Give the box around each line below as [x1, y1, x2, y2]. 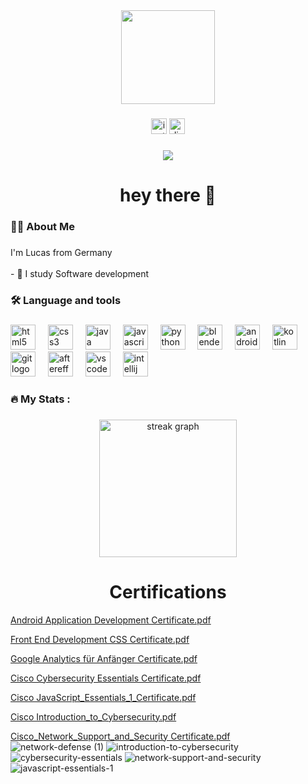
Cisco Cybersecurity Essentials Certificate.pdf [10, 672, 202, 684]
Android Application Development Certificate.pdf [10, 614, 212, 626]
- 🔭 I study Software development [10, 267, 150, 279]
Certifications [109, 580, 227, 603]
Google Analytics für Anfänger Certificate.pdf [10, 652, 198, 664]
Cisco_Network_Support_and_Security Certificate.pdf [10, 730, 231, 742]
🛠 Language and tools [10, 293, 122, 307]
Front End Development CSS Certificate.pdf [10, 633, 190, 645]
